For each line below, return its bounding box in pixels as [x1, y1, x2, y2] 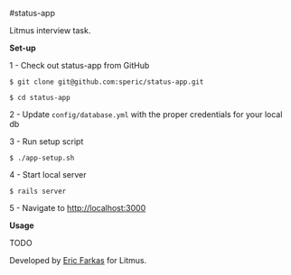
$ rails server [9, 187, 67, 196]
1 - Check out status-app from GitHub [9, 60, 150, 70]
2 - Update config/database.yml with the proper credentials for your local [9, 109, 283, 120]
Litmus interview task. [9, 25, 91, 35]
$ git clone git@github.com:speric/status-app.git [9, 78, 204, 87]
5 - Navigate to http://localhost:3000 [9, 203, 146, 213]
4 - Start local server [9, 170, 88, 179]
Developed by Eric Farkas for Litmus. [9, 255, 147, 265]
